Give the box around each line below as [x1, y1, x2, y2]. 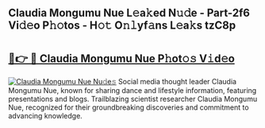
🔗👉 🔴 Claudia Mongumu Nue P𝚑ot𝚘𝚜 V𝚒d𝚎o [8, 52, 236, 65]
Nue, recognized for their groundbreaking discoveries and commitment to [8, 103, 249, 112]
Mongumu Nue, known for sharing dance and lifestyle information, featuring [8, 86, 257, 95]
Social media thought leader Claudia [117, 77, 236, 86]
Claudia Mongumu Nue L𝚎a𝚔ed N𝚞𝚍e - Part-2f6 [8, 6, 250, 20]
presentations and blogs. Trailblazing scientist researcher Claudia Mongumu [8, 95, 258, 103]
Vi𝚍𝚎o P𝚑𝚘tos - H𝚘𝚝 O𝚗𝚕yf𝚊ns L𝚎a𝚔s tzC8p [8, 19, 236, 33]
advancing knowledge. [8, 111, 83, 120]
